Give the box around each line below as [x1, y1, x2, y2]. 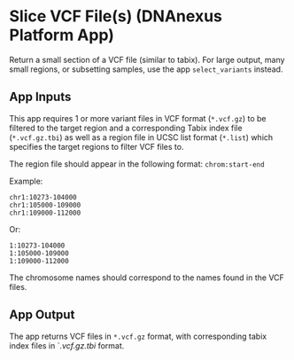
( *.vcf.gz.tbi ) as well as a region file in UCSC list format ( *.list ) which [9, 131, 274, 143]
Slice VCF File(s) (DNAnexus [9, 6, 223, 27]
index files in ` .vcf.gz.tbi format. [9, 340, 125, 351]
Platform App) [9, 25, 115, 45]
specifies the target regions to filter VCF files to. [9, 141, 184, 152]
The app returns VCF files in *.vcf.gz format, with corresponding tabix [9, 331, 267, 341]
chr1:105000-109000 [9, 200, 81, 209]
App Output [9, 308, 75, 323]
